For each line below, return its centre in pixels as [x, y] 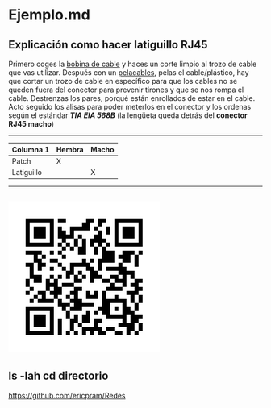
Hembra [70, 149]
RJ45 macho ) [31, 124]
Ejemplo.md [49, 15]
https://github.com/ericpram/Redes [67, 395]
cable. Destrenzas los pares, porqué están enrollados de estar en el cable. [132, 98]
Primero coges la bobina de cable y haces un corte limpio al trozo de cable [133, 64]
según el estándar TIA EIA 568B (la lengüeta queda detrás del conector [128, 115]
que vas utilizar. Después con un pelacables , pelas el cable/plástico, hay [129, 73]
